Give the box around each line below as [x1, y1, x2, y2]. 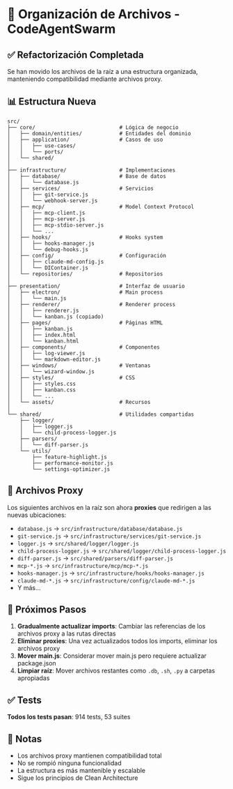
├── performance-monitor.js [32, 460, 113, 467]
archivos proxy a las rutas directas [17, 629, 116, 638]
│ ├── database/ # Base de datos [7, 172, 167, 180]
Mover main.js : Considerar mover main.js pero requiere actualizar [17, 652, 207, 660]
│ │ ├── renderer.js [7, 307, 79, 314]
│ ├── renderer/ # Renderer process [7, 301, 176, 308]
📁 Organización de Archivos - [7, 6, 180, 22]
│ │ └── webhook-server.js [7, 197, 98, 204]
